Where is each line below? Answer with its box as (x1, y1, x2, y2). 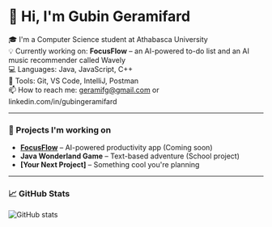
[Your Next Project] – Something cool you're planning (19, 160, 200, 170)
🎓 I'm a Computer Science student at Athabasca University (8, 34, 208, 44)
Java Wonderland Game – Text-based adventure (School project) (19, 151, 240, 161)
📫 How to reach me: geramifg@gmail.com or (8, 85, 159, 95)
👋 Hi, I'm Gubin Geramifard (8, 7, 191, 26)
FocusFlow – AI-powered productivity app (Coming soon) (19, 143, 213, 153)
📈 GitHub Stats (8, 188, 70, 200)
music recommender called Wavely (8, 55, 126, 65)
